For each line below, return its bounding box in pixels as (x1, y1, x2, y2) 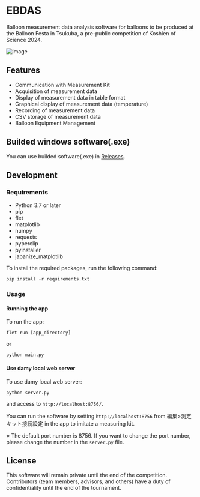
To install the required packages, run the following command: (6, 265, 158, 272)
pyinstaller (14, 247, 41, 254)
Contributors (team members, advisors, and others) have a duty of (6, 478, 171, 485)
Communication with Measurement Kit (14, 81, 110, 88)
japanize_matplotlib (14, 253, 63, 260)
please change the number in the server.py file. (6, 438, 124, 445)
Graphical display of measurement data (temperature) (14, 100, 148, 107)
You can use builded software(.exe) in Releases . (6, 152, 126, 160)
